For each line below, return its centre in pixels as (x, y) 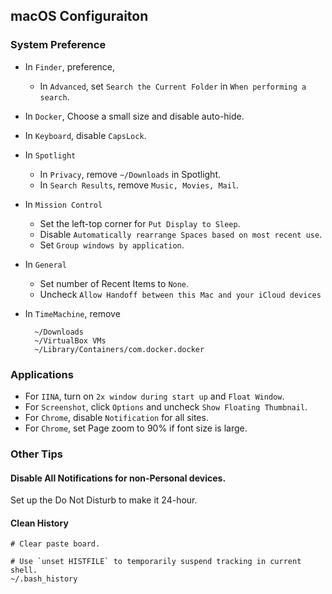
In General (45, 264)
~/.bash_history (44, 579)
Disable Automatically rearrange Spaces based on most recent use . (181, 234)
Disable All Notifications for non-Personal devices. (118, 478)
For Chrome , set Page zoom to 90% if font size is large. (136, 428)
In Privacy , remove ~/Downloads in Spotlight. (130, 174)
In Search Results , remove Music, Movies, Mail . (139, 185)
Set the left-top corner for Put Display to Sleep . (140, 223)
